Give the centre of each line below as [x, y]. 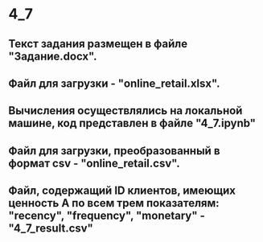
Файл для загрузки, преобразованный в [114, 151]
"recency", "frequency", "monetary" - [107, 216]
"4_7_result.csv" [51, 229]
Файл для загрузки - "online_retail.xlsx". [114, 83]
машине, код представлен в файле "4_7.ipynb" [132, 123]
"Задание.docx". [53, 56]
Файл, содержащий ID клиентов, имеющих [122, 191]
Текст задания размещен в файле [98, 44]
